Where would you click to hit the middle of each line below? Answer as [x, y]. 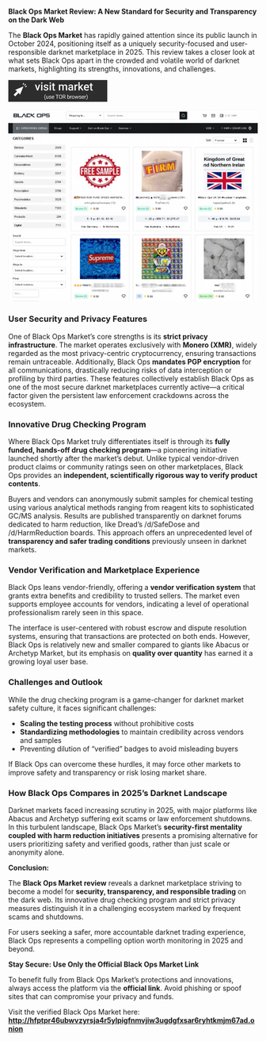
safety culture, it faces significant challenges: [82, 708]
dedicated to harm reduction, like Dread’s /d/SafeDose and [104, 524]
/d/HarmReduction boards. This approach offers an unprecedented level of [130, 533]
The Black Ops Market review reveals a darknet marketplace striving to [125, 883]
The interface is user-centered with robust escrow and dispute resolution [127, 628]
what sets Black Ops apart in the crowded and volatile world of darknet [124, 60]
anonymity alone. [36, 852]
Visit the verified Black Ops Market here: [74, 1012]
